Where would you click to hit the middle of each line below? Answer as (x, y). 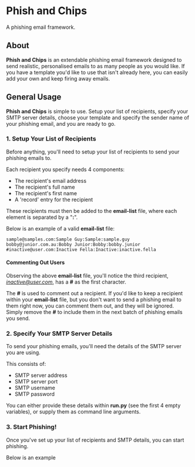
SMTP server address (41, 375)
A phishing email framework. (41, 27)
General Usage (34, 97)
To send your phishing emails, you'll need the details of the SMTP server (94, 346)
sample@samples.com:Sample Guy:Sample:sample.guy (68, 239)
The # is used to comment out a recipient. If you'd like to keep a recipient (95, 293)
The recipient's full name (45, 187)
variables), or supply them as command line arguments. (73, 412)
